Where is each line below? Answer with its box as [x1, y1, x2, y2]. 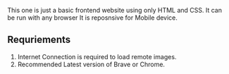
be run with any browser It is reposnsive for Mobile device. [7, 13, 178, 22]
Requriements [7, 34, 71, 46]
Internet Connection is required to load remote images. [17, 52, 177, 61]
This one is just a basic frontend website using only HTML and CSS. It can [7, 6, 222, 14]
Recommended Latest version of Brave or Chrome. [17, 60, 166, 68]
